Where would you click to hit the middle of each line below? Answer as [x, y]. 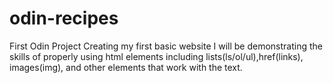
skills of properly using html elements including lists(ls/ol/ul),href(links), [156, 56]
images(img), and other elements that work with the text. [126, 67]
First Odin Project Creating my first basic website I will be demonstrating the [166, 46]
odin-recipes [64, 18]
